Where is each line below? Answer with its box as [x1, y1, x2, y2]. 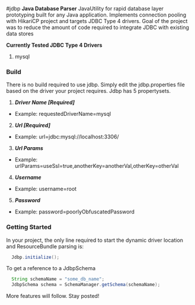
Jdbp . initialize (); [11, 254, 60, 260]
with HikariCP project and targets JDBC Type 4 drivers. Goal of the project [6, 18, 188, 24]
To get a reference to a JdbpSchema [6, 265, 96, 272]
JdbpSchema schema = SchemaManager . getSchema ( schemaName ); [11, 282, 161, 288]
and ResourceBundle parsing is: [6, 242, 84, 250]
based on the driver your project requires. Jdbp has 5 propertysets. [6, 87, 171, 95]
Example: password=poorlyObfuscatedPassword [14, 208, 135, 215]
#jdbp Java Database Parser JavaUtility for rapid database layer [6, 5, 164, 12]
